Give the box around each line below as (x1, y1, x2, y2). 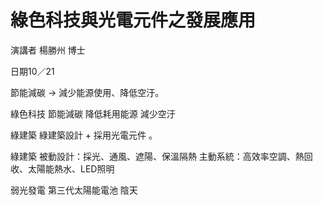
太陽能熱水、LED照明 (27, 162, 115, 175)
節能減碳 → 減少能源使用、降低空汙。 (10, 86, 165, 98)
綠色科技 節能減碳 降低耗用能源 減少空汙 (10, 107, 176, 120)
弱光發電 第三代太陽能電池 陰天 (10, 184, 138, 196)
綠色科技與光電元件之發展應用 (10, 9, 257, 32)
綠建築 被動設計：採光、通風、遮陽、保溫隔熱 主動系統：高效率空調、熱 (10, 150, 305, 162)
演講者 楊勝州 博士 (10, 44, 86, 56)
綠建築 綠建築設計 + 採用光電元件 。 (10, 129, 158, 141)
